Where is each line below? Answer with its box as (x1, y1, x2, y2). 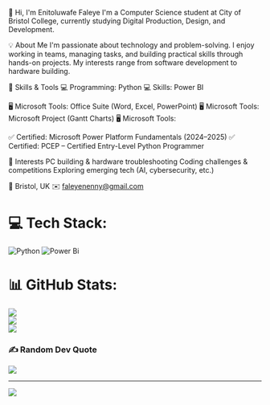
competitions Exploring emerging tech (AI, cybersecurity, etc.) (8, 166, 215, 174)
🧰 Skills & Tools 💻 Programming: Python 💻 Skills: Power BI (8, 83, 204, 92)
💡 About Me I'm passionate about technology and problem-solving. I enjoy (8, 40, 255, 50)
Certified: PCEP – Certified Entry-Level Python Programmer (8, 141, 205, 150)
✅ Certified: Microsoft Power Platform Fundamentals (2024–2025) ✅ (8, 133, 235, 141)
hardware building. (8, 67, 71, 76)
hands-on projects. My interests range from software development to (8, 58, 238, 67)
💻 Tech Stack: (8, 214, 108, 232)
